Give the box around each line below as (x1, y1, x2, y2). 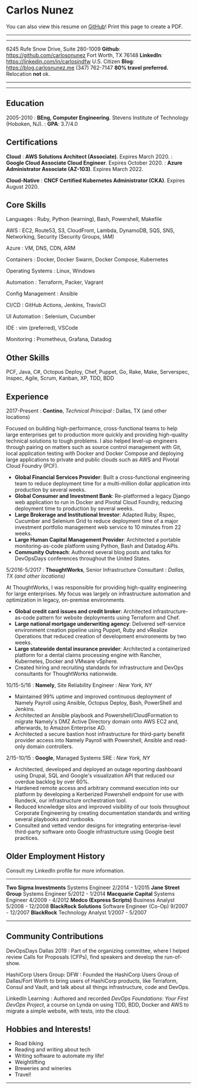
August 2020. (6, 183, 39, 190)
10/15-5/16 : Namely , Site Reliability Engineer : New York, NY (6, 682, 152, 688)
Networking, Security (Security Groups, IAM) (6, 233, 114, 240)
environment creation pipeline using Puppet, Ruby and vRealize (14, 626, 168, 634)
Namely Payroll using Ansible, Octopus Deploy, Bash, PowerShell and (14, 699, 182, 706)
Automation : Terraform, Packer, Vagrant (6, 279, 104, 286)
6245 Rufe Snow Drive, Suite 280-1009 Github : (6, 45, 121, 52)
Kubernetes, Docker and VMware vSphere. (14, 658, 118, 665)
